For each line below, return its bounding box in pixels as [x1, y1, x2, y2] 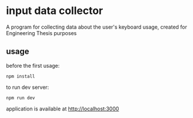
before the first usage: [6, 62, 60, 69]
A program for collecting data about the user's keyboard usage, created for [6, 23, 187, 30]
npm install [6, 73, 35, 79]
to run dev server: [6, 84, 49, 91]
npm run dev [6, 95, 35, 100]
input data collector [6, 4, 104, 18]
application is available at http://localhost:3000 [6, 105, 119, 112]
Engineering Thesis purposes [6, 29, 77, 36]
